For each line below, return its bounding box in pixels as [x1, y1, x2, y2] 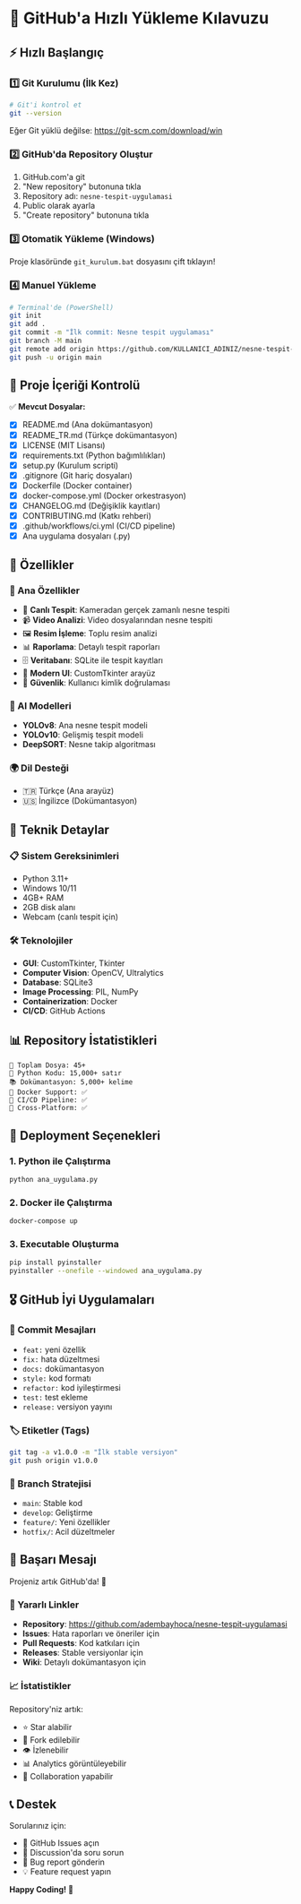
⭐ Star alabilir [21, 1721, 73, 1732]
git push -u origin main [9, 353, 102, 362]
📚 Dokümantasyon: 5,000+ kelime [9, 1078, 133, 1087]
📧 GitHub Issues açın [21, 1838, 100, 1848]
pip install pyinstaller [9, 1258, 102, 1267]
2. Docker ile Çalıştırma [9, 1196, 113, 1209]
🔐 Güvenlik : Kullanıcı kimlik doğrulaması [21, 676, 170, 688]
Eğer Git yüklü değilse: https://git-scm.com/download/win [9, 125, 223, 135]
